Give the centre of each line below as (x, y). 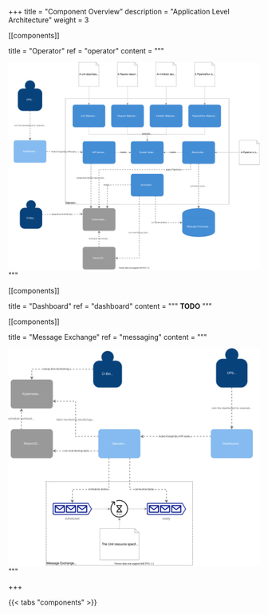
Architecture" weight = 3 (49, 20)
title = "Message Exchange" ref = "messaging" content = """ (108, 337)
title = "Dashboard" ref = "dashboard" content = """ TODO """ (110, 306)
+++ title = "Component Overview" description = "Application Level (119, 12)
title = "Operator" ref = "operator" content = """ (87, 51)
